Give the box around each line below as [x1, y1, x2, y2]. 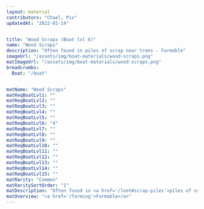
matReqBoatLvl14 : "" [6, 165, 59, 171]
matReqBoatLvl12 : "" [6, 154, 59, 161]
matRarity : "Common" [6, 176, 59, 182]
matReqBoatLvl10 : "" [6, 143, 59, 149]
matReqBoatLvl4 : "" [6, 109, 56, 115]
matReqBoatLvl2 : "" [6, 98, 56, 104]
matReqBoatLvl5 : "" [6, 114, 56, 121]
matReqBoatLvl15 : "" [6, 171, 59, 177]
